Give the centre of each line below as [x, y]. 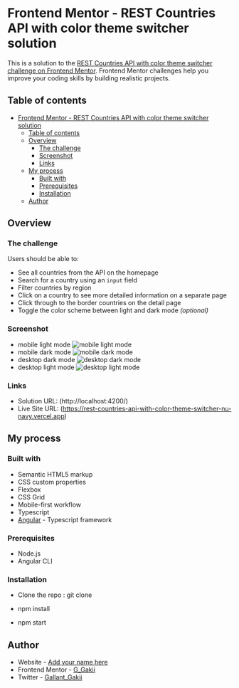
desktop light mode [46, 367]
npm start [32, 623]
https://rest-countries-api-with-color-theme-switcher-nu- [147, 409]
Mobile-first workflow [49, 504]
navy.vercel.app [41, 416]
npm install [34, 609]
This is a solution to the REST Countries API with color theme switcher [110, 63]
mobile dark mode [44, 352]
